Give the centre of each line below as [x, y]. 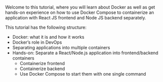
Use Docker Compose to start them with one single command [83, 74]
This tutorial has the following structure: [46, 27]
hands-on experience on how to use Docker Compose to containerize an [80, 12]
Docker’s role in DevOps [37, 42]
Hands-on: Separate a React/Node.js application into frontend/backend [85, 53]
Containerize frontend [42, 63]
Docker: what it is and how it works [48, 37]
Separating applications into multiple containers [61, 47]
